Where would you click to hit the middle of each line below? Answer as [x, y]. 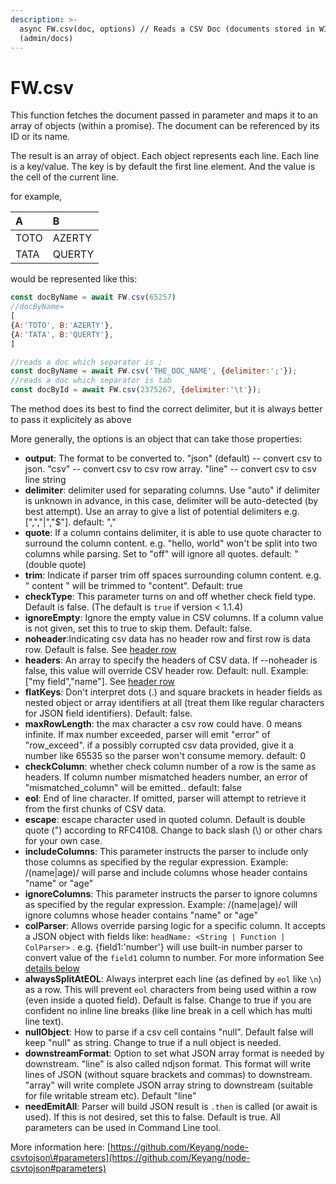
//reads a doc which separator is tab [91, 381]
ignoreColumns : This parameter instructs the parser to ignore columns [171, 894]
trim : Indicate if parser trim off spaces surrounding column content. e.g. [173, 575]
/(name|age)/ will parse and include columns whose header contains [166, 873]
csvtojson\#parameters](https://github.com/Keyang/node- [130, 1158]
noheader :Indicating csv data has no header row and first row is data [167, 639]
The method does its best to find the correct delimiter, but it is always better [166, 409]
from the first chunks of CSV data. [95, 809]
